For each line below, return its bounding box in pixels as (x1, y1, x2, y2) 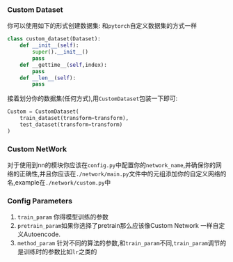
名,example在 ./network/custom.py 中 (7, 178, 111, 187)
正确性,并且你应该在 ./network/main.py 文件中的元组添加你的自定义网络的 (19, 169, 227, 178)
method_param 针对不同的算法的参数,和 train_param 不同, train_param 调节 (17, 239, 220, 247)
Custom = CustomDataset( (7, 108, 79, 116)
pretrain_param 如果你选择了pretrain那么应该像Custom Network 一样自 (17, 222, 219, 230)
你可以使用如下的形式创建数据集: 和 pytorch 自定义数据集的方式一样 (7, 22, 198, 30)
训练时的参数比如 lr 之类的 (23, 247, 97, 256)
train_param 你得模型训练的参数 (17, 213, 109, 221)
